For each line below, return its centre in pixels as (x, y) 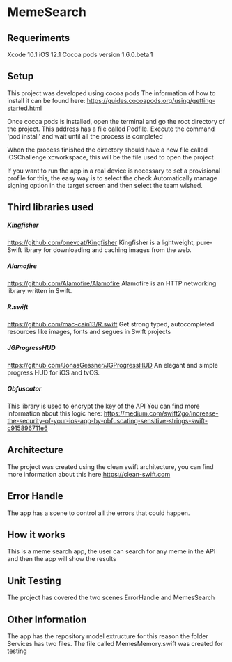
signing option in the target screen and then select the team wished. (105, 185)
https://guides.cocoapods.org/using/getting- (151, 100)
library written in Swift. (40, 291)
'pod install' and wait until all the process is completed (85, 136)
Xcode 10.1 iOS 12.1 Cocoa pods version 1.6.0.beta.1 (80, 54)
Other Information (47, 619)
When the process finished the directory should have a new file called (107, 150)
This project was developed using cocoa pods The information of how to (111, 93)
